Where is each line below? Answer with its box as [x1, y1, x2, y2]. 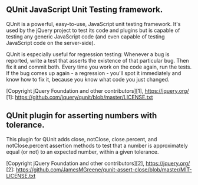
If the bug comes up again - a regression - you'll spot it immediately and [6, 69, 181, 76]
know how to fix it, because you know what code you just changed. [6, 76, 170, 83]
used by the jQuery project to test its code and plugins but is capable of [6, 27, 180, 34]
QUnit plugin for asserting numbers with [6, 111, 157, 121]
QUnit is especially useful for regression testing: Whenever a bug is [6, 50, 170, 58]
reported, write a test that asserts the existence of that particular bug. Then [6, 57, 190, 64]
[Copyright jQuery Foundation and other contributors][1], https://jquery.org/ [6, 87, 189, 94]
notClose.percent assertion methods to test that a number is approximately [6, 142, 189, 149]
